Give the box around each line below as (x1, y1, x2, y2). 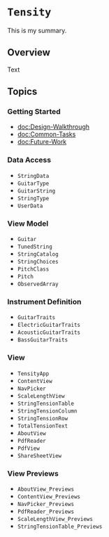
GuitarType (17, 180, 50, 187)
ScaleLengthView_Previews (17, 515, 93, 522)
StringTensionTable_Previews (17, 523, 103, 530)
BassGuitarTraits (17, 337, 68, 344)
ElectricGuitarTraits (17, 322, 80, 329)
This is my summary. (7, 26, 67, 34)
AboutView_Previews (17, 486, 75, 493)
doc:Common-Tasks (17, 130, 76, 138)
